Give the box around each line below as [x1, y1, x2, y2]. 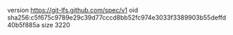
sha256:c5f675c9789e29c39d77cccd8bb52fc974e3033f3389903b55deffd [7, 13, 227, 22]
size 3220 [41, 21, 70, 29]
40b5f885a [7, 21, 40, 29]
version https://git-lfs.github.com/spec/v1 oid [7, 6, 139, 14]
